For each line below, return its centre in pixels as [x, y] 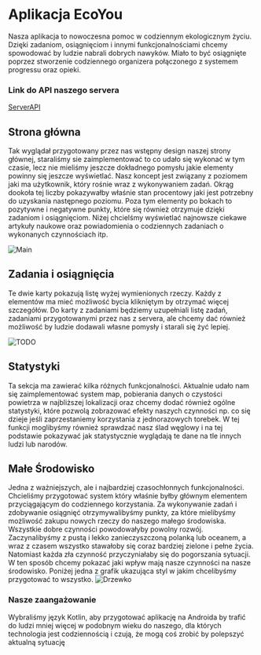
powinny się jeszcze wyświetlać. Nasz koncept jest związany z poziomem [128, 176]
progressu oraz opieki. [44, 69]
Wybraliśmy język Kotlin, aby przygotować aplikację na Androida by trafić [127, 617]
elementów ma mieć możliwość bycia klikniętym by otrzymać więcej [119, 301]
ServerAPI [24, 107]
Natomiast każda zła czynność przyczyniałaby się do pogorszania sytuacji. [129, 554]
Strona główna [44, 132]
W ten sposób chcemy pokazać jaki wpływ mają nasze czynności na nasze [130, 563]
